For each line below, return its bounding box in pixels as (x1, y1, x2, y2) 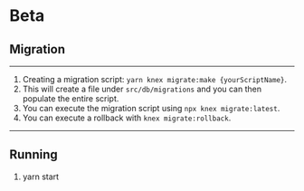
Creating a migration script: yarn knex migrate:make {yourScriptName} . (22, 74, 288, 84)
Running (9, 147, 59, 163)
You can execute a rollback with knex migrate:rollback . (22, 112, 232, 123)
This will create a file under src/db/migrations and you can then (22, 83, 262, 94)
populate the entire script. (22, 93, 119, 104)
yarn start (22, 171, 60, 182)
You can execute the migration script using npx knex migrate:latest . (22, 103, 280, 113)
